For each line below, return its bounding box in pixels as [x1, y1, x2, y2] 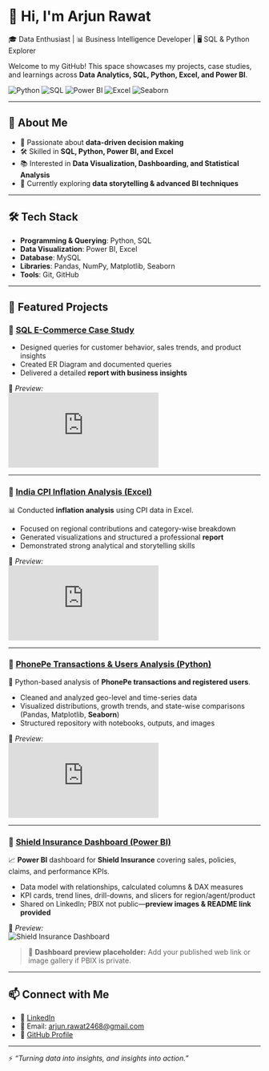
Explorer [8, 46, 36, 55]
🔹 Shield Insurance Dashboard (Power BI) [8, 836, 171, 847]
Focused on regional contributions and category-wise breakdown [19, 523, 236, 533]
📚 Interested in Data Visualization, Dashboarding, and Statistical [19, 158, 239, 168]
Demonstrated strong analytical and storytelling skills [19, 540, 195, 550]
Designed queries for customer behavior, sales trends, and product [19, 342, 242, 352]
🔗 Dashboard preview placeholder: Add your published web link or [27, 948, 251, 957]
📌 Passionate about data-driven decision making [19, 137, 184, 147]
